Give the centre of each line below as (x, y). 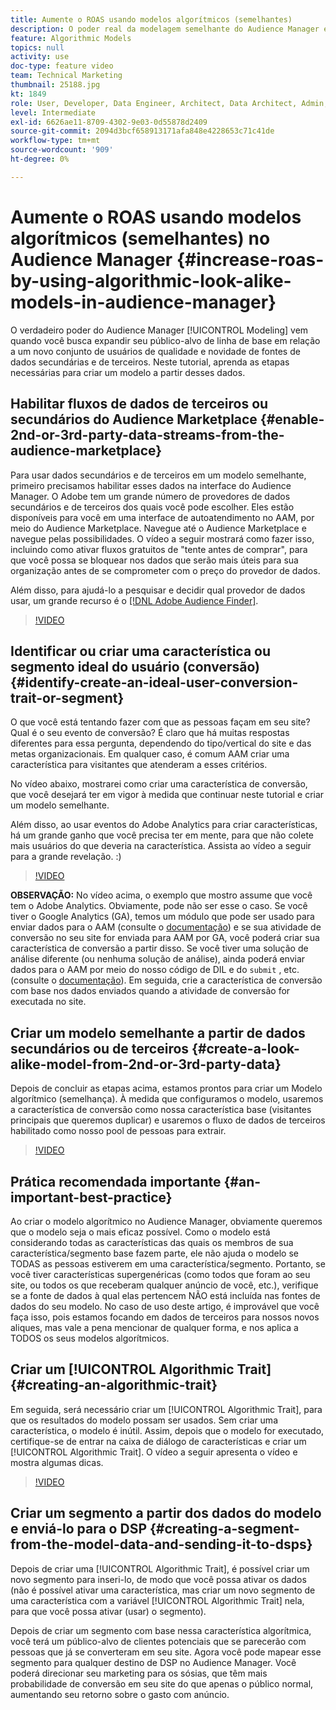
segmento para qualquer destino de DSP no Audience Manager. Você (153, 1662)
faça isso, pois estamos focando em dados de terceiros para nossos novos (165, 1317)
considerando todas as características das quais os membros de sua (152, 1242)
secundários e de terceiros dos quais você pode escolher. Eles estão (152, 507)
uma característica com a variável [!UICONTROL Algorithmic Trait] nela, (157, 1600)
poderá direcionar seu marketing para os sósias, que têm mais (139, 1673)
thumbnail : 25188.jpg (55, 85)
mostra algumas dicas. (57, 1462)
